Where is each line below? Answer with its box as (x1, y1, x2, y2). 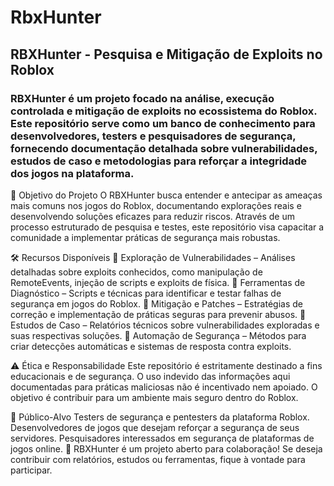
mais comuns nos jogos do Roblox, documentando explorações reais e (10, 199, 302, 211)
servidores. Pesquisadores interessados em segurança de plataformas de (10, 432, 315, 444)
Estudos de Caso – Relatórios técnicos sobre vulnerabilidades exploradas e (10, 319, 320, 331)
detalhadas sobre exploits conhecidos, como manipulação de (10, 266, 263, 278)
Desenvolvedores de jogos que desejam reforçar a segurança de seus (10, 421, 300, 433)
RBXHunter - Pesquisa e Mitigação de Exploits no (10, 46, 323, 63)
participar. (10, 464, 53, 476)
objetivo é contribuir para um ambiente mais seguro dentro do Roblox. (10, 391, 299, 403)
